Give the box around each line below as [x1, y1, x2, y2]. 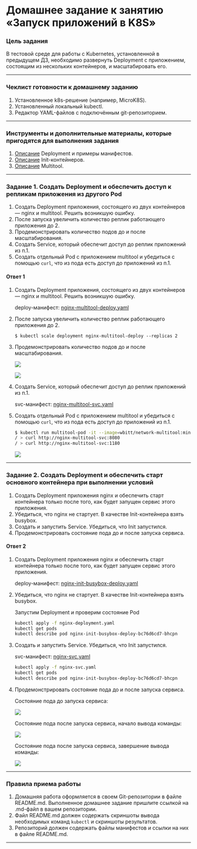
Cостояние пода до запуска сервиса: [14, 697, 108, 704]
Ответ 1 [6, 273, 25, 280]
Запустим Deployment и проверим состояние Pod [14, 608, 140, 615]
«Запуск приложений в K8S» [6, 16, 157, 29]
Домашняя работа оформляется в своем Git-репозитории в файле [14, 793, 182, 800]
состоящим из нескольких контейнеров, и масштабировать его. [6, 63, 167, 70]
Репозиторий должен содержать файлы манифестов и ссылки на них [14, 824, 189, 831]
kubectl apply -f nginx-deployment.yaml [14, 620, 115, 626]
